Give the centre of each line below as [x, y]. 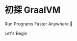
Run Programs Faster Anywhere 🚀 [39, 24]
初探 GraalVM [33, 10]
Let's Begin [16, 33]
